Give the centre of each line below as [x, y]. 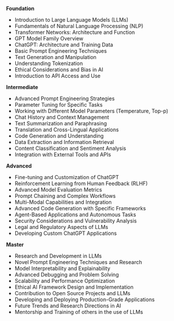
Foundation [21, 8]
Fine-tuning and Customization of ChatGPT [66, 177]
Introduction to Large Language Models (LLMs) [71, 20]
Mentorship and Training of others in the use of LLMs [79, 312]
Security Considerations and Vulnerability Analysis [76, 221]
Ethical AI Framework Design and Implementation [74, 287]
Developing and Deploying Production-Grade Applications [85, 299]
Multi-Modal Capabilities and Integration [63, 202]
